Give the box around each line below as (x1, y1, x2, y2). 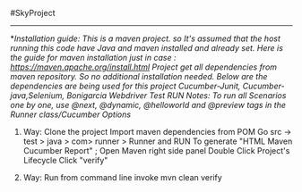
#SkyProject (10, 8, 56, 18)
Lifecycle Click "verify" (22, 155, 108, 165)
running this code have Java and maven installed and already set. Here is (10, 43, 283, 53)
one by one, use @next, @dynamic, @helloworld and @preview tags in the (10, 100, 286, 110)
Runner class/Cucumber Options (10, 109, 132, 120)
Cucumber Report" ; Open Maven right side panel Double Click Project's (22, 146, 290, 155)
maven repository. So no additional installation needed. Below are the (10, 71, 268, 81)
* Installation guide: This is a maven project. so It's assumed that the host (10, 33, 281, 44)
